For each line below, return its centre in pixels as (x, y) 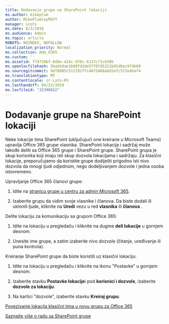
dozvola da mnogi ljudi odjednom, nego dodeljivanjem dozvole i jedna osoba (84, 166)
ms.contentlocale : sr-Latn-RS (37, 80)
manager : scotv (21, 24)
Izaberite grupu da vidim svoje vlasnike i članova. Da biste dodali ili (82, 201)
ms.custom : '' (20, 57)
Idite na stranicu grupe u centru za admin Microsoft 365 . (71, 191)
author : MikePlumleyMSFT (31, 19)
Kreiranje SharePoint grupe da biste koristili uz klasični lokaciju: (71, 256)
